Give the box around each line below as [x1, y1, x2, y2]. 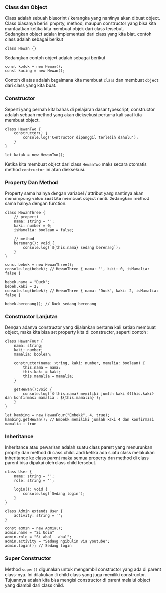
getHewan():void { [14, 387, 52, 392]
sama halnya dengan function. [5, 200, 67, 206]
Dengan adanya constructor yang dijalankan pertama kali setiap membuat [5, 324, 156, 330]
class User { [5, 469, 32, 475]
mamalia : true [5, 421, 37, 427]
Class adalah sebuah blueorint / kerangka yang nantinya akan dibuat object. [5, 15, 160, 21]
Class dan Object [5, 4, 47, 11]
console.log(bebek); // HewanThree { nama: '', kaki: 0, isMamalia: [5, 266, 150, 271]
